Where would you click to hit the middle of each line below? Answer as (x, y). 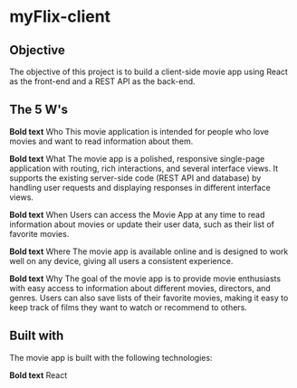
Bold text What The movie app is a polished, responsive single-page (137, 158)
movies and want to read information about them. (101, 141)
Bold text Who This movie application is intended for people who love (139, 131)
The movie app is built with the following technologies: (111, 357)
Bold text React (38, 375)
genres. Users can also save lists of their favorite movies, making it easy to (149, 298)
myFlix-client (60, 17)
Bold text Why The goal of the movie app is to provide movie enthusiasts (145, 279)
